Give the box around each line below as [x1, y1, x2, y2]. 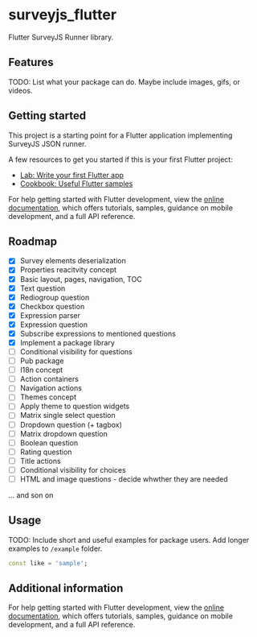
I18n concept [19, 365, 63, 375]
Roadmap [8, 234, 58, 248]
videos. [8, 85, 33, 95]
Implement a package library [19, 337, 115, 347]
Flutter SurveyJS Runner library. [8, 32, 114, 42]
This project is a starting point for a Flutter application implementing [8, 130, 233, 140]
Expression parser [19, 310, 81, 320]
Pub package [19, 356, 64, 366]
